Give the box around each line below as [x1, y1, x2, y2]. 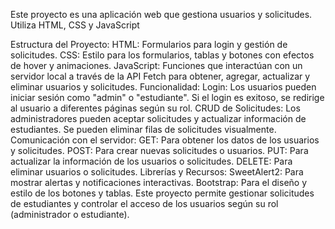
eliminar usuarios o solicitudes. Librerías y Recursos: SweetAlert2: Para [10, 166, 304, 178]
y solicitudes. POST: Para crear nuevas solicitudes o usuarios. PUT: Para [10, 145, 309, 156]
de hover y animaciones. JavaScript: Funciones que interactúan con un [10, 60, 303, 71]
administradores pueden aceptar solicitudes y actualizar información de [10, 113, 307, 124]
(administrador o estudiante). [10, 209, 130, 220]
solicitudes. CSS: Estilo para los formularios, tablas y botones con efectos [10, 49, 315, 61]
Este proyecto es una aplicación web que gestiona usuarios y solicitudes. [10, 9, 313, 20]
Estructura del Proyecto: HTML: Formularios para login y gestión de [10, 39, 288, 50]
